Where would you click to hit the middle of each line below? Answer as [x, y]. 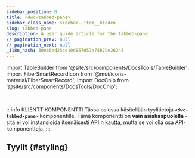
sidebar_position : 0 [32, 12]
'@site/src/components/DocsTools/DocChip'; [62, 86]
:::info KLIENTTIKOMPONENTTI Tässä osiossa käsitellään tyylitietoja [90, 109]
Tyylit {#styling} [37, 148]
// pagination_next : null [38, 45]
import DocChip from [103, 80]
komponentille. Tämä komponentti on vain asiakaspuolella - [114, 116]
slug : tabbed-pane [29, 28]
